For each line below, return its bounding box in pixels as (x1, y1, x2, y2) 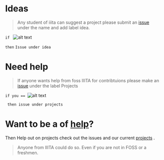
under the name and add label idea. (17, 24, 90, 30)
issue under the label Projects (17, 83, 78, 89)
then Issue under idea (5, 45, 51, 50)
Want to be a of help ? (5, 118, 94, 130)
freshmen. (17, 150, 39, 156)
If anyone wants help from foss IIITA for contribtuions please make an (17, 77, 160, 83)
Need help (5, 61, 49, 72)
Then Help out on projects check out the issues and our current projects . (5, 135, 155, 141)
